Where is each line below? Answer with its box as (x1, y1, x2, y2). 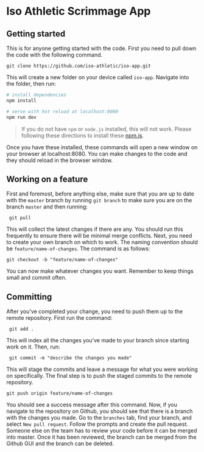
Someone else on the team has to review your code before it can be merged (6, 427, 197, 434)
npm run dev (6, 114, 37, 120)
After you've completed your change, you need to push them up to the (6, 308, 183, 315)
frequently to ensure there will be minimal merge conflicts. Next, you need (6, 232, 192, 239)
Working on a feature (6, 174, 88, 184)
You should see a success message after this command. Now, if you (6, 401, 178, 409)
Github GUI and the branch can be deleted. (6, 440, 114, 447)
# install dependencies (6, 92, 67, 98)
